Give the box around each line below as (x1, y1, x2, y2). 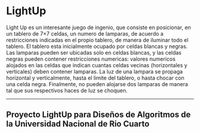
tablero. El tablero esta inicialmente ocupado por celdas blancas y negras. (6, 43, 188, 50)
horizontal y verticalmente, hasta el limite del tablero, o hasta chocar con (6, 74, 185, 81)
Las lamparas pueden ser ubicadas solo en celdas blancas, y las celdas (6, 49, 182, 56)
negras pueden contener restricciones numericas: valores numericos (6, 55, 176, 62)
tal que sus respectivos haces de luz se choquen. (6, 87, 128, 94)
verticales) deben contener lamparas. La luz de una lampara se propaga (6, 68, 183, 75)
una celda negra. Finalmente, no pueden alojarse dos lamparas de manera (6, 80, 189, 87)
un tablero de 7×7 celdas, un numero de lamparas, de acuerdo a (6, 30, 164, 37)
